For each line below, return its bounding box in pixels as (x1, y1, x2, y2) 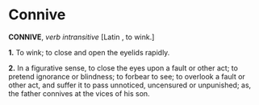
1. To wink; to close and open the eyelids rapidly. (8, 47, 170, 57)
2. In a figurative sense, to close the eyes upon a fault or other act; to (8, 63, 238, 73)
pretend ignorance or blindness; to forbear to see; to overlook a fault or (8, 71, 246, 81)
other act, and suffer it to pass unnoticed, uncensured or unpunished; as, (8, 80, 252, 90)
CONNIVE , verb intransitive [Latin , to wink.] (8, 32, 155, 42)
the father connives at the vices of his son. (8, 88, 151, 98)
